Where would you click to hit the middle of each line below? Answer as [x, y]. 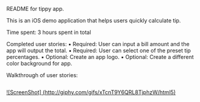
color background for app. [39, 63]
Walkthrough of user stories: [42, 75]
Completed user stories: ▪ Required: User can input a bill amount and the [98, 44]
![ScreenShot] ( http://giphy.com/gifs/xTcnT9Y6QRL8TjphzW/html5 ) [91, 92]
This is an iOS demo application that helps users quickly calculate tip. [94, 20]
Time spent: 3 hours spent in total [49, 32]
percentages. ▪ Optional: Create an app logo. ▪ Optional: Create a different [100, 57]
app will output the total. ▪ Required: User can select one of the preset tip [99, 50]
